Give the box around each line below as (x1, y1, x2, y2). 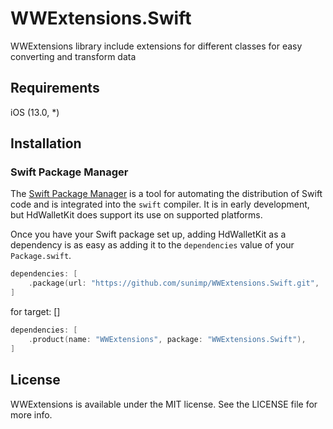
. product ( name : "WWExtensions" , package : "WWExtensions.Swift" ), (28, 334, 307, 344)
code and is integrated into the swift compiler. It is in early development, (10, 198, 310, 211)
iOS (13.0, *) (10, 106, 60, 118)
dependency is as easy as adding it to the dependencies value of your (10, 239, 295, 251)
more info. (10, 408, 53, 421)
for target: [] (10, 306, 61, 318)
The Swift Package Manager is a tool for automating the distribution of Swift (10, 188, 323, 200)
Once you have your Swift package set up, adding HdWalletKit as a (10, 228, 287, 241)
